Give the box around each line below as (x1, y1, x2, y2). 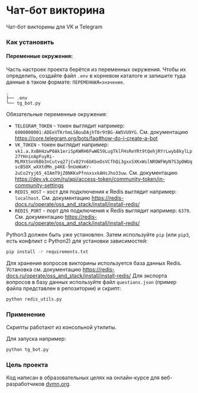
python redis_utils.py (6, 296, 62, 302)
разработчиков (6, 381, 45, 388)
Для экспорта (132, 272, 167, 279)
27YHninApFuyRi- (14, 154, 55, 160)
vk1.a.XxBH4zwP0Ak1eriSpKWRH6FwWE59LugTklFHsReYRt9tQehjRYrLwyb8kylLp (14, 149, 193, 155)
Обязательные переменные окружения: (6, 111, 108, 118)
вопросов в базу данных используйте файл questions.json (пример (6, 278, 177, 285)
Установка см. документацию (6, 266, 82, 273)
